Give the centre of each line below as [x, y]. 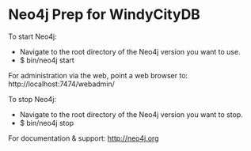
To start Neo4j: [32, 36]
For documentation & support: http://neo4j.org [84, 138]
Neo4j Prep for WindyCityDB [104, 15]
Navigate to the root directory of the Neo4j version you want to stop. [131, 114]
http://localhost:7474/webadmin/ [61, 84]
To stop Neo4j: [32, 99]
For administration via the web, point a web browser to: [98, 75]
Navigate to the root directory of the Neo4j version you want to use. [130, 51]
